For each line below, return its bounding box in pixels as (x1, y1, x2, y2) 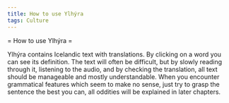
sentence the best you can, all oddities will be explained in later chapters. (7, 87, 221, 96)
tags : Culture (7, 17, 49, 24)
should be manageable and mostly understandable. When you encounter (7, 72, 220, 81)
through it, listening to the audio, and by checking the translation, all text (7, 65, 218, 73)
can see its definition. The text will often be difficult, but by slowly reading (7, 57, 223, 66)
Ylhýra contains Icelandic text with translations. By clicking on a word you (7, 50, 221, 59)
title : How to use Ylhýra (7, 10, 83, 18)
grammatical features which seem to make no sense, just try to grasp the (7, 80, 221, 88)
